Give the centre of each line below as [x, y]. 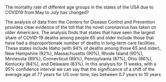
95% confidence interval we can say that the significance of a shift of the [80, 69]
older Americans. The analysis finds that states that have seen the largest [80, 32]
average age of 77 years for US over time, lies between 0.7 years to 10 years [83, 74]
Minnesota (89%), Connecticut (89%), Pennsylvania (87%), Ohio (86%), [79, 59]
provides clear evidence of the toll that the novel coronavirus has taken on [81, 27]
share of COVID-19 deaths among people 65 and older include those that [80, 38]
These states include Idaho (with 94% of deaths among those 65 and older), [83, 48]
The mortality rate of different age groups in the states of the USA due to [79, 7]
